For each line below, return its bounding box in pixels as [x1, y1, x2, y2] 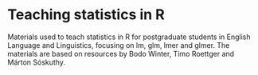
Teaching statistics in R [7, 6, 165, 24]
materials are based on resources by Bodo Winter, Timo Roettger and [7, 49, 235, 58]
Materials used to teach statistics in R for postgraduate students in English [7, 32, 252, 41]
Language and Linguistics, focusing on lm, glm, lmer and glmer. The [7, 40, 230, 49]
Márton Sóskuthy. [7, 57, 65, 67]
